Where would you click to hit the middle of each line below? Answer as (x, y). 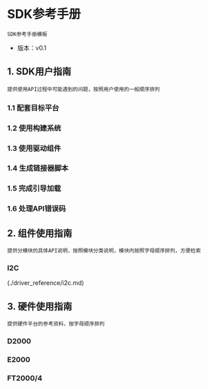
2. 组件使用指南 (40, 233)
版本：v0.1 (32, 48)
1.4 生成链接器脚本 (38, 168)
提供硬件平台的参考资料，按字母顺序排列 (56, 324)
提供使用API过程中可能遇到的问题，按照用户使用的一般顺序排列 (84, 89)
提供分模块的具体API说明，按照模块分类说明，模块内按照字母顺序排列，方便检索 (104, 251)
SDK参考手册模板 (27, 34)
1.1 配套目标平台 (33, 107)
